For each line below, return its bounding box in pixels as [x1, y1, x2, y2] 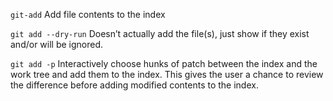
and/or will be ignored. [10, 39, 104, 50]
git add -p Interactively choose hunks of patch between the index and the [10, 58, 318, 69]
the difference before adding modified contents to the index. [10, 79, 259, 91]
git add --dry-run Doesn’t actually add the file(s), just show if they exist [10, 28, 310, 39]
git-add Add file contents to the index [10, 9, 166, 20]
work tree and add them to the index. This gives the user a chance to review [10, 69, 324, 80]
